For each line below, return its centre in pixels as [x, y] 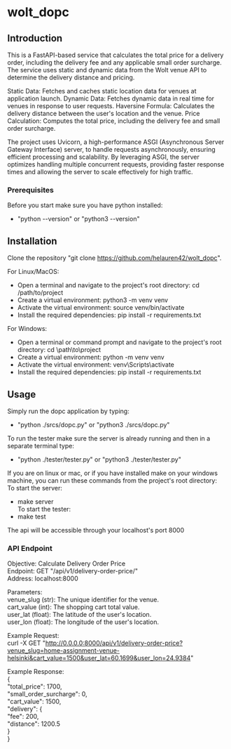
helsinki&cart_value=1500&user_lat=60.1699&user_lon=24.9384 [99, 658]
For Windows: [27, 329]
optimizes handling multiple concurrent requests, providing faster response [116, 164]
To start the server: [35, 488]
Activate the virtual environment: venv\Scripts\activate [96, 365]
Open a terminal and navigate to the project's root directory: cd [108, 285]
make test [31, 516]
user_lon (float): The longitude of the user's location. [83, 622]
